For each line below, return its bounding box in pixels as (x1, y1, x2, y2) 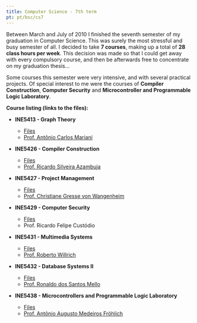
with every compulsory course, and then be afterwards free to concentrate (6, 56, 189, 63)
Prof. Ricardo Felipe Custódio (23, 221, 96, 229)
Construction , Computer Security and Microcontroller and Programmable (6, 86, 191, 93)
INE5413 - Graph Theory (14, 115, 76, 123)
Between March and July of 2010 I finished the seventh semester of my (6, 30, 181, 37)
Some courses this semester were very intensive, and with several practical (6, 74, 191, 81)
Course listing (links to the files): (6, 104, 89, 111)
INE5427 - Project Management (14, 174, 95, 181)
